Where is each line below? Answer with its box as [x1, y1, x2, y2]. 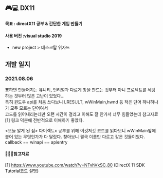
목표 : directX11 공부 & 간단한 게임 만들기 [5, 20, 83, 26]
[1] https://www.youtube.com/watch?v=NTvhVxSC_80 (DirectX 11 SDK [5, 162, 145, 168]
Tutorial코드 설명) [5, 168, 39, 174]
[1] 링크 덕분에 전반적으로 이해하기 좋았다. [5, 117, 84, 123]
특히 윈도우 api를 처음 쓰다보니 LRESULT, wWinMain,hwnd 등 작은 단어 [5, 99, 142, 105]
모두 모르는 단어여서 [10, 105, 48, 111]
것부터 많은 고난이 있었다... [14, 93, 65, 99]
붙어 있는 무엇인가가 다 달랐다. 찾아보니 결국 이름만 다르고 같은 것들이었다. [5, 134, 145, 139]
